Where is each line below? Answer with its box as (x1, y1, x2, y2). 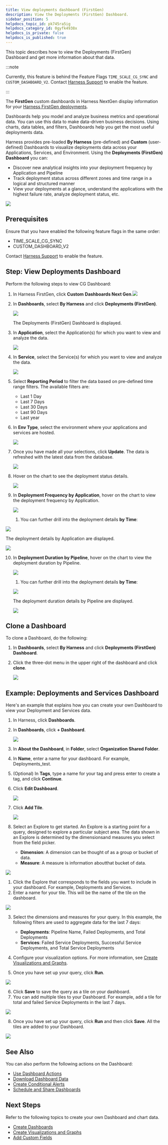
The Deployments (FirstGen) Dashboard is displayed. (12, 319, 122, 325)
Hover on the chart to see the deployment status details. (12, 473, 129, 479)
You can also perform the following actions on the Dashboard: (5, 1060, 133, 1066)
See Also (5, 1047, 34, 1056)
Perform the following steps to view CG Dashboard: (5, 280, 112, 286)
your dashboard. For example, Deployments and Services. (12, 884, 133, 890)
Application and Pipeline (12, 169, 63, 175)
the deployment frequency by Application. (12, 497, 100, 503)
